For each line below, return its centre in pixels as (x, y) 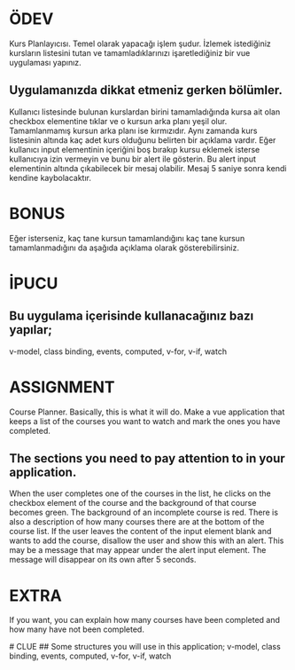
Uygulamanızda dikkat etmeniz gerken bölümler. (146, 90)
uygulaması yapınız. (45, 62)
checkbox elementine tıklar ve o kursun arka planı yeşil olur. (118, 121)
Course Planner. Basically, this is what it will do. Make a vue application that (147, 412)
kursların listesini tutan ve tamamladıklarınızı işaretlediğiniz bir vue (130, 52)
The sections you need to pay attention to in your (147, 458)
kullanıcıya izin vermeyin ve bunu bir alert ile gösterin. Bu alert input (133, 159)
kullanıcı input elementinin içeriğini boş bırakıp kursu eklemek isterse (135, 149)
